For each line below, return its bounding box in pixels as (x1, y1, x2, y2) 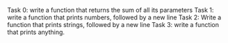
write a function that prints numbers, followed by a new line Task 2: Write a (7, 13, 222, 21)
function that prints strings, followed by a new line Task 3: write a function (7, 21, 219, 28)
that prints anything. (7, 28, 65, 36)
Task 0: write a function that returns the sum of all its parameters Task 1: (7, 6, 214, 14)
